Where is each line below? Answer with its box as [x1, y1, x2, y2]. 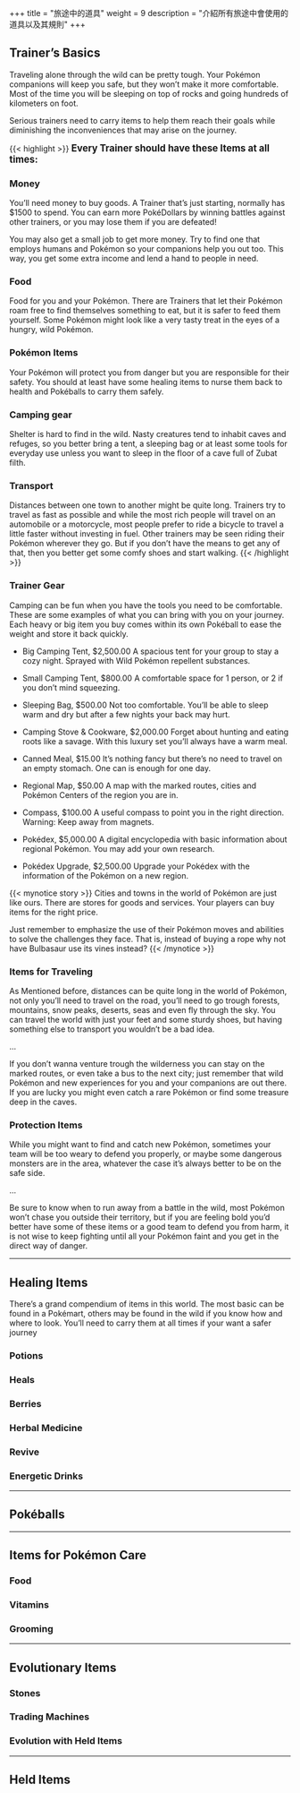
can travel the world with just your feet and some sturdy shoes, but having [9, 1014, 283, 1025]
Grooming [9, 1622, 54, 1634]
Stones [9, 1686, 41, 1699]
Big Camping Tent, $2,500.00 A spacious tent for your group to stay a [21, 646, 279, 656]
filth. [9, 458, 27, 468]
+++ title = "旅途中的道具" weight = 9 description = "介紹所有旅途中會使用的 [9, 8, 288, 18]
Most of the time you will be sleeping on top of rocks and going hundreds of [9, 88, 288, 99]
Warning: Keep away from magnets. [21, 816, 154, 827]
